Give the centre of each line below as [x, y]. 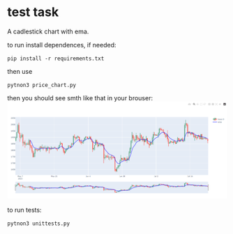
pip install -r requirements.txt [56, 58]
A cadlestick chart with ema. [48, 31]
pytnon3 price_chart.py [42, 85]
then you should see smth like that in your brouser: [80, 97]
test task [33, 12]
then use [20, 71]
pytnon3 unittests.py [39, 224]
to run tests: [24, 210]
